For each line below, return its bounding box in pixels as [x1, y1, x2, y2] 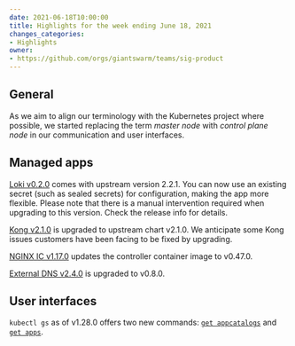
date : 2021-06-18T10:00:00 [9, 12, 109, 22]
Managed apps [9, 155, 94, 170]
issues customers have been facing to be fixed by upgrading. [9, 233, 233, 244]
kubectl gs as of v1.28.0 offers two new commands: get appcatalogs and [9, 317, 277, 328]
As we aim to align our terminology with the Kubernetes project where [9, 110, 265, 121]
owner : [9, 46, 34, 55]
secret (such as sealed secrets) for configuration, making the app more [9, 188, 269, 199]
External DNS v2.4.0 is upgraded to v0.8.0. [9, 268, 166, 279]
